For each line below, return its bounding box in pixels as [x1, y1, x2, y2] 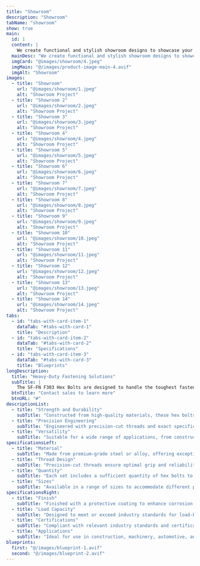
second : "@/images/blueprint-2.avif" [11, 551, 105, 556]
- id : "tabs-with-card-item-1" [11, 318, 89, 324]
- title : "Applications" [11, 529, 73, 534]
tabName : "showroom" [6, 20, 58, 26]
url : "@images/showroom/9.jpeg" [17, 219, 97, 225]
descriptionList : [6, 401, 49, 407]
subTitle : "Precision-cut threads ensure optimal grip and [17, 462, 167, 468]
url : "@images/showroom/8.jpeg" [17, 202, 97, 208]
